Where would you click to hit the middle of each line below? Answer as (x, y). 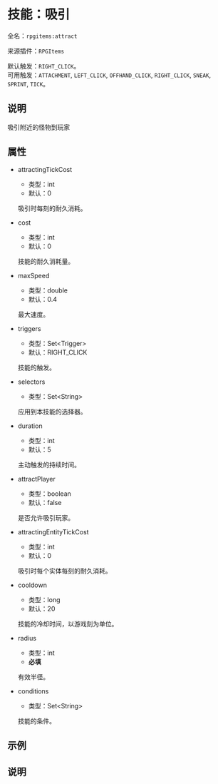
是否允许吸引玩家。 (46, 517)
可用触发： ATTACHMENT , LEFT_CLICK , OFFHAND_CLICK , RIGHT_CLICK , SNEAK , (109, 75)
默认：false (45, 502)
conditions (33, 691)
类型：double (48, 290)
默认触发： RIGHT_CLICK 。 (44, 66)
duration (30, 426)
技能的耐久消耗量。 (46, 261)
